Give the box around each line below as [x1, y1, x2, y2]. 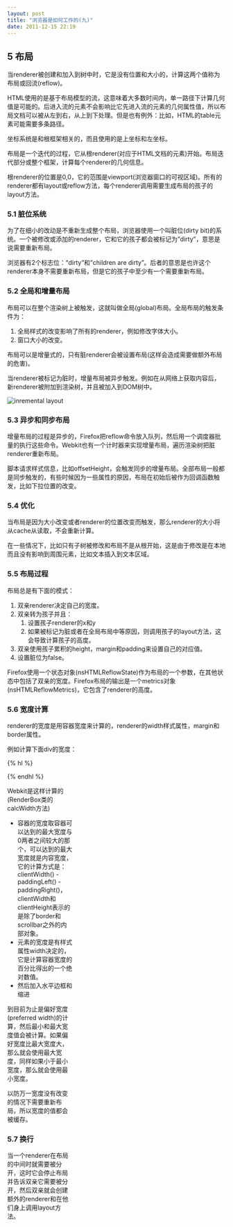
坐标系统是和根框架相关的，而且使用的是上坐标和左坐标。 [7, 135, 171, 143]
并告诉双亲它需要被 [7, 1178, 62, 1186]
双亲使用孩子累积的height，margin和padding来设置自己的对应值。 [17, 644, 207, 653]
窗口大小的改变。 [17, 335, 67, 344]
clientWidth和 [17, 894, 57, 902]
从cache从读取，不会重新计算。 [7, 526, 98, 535]
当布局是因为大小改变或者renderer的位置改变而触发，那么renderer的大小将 [7, 518, 221, 526]
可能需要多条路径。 [12, 120, 68, 129]
